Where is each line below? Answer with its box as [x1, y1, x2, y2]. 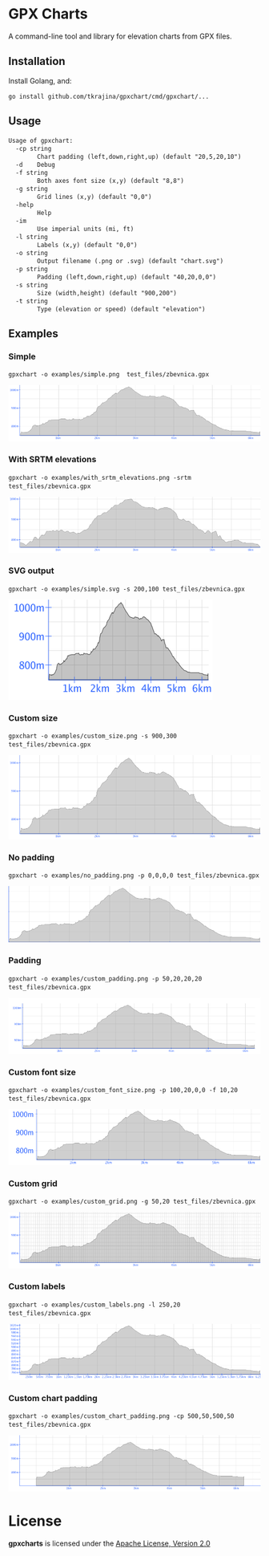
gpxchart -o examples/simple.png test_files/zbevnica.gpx [8, 371, 210, 379]
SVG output [8, 565, 54, 576]
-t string [15, 297, 48, 305]
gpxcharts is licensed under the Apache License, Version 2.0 [8, 1538, 211, 1548]
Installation [8, 55, 66, 68]
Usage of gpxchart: [8, 136, 74, 144]
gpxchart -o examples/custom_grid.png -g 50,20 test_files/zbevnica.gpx [8, 1197, 256, 1206]
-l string [15, 233, 48, 241]
